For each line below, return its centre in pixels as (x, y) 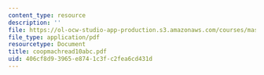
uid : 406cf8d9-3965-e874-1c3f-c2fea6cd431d (81, 59)
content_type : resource (47, 15)
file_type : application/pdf (54, 37)
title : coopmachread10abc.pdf (58, 52)
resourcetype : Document (47, 45)
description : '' (35, 23)
